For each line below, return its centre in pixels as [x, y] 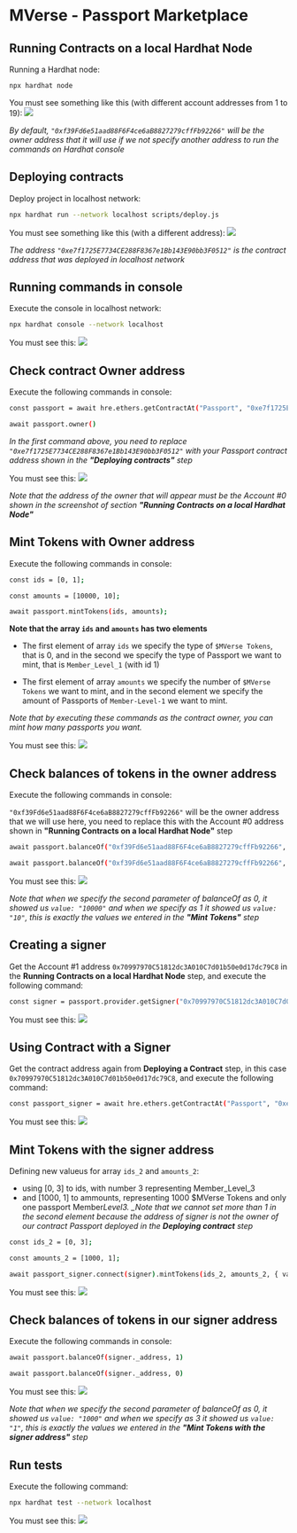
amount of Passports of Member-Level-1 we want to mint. [125, 700]
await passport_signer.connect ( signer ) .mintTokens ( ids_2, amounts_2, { [144, 1274]
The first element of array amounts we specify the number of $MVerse [146, 682]
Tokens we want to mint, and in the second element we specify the [142, 692]
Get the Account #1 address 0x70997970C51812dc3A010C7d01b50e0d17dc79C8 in [148, 966]
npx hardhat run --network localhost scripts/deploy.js [114, 215]
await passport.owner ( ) [53, 424]
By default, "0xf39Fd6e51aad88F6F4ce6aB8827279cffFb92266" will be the [137, 130]
